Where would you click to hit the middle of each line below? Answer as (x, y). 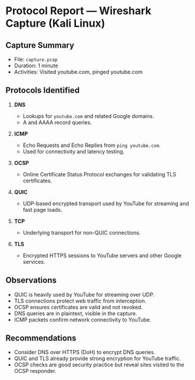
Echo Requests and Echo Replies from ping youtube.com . (92, 145)
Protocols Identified (43, 91)
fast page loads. (42, 209)
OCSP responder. (35, 371)
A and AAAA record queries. (57, 122)
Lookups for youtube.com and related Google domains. (88, 116)
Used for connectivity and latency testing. (74, 151)
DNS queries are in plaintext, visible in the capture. (75, 313)
